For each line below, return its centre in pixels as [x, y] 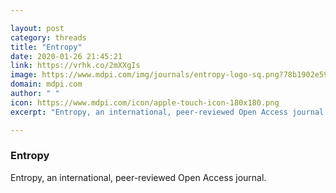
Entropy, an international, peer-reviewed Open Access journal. [138, 177]
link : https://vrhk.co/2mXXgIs [75, 66]
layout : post [37, 28]
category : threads [48, 37]
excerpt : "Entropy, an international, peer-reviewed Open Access [149, 112]
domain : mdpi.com [46, 84]
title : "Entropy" [46, 47]
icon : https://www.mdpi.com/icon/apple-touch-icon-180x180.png [145, 102]
